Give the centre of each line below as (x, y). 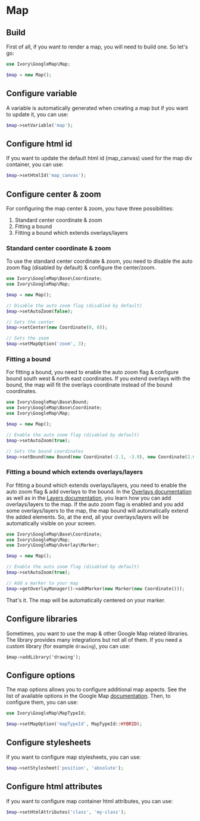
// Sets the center (30, 322)
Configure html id (39, 144)
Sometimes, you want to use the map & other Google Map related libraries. (98, 633)
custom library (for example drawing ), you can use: (68, 646)
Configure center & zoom (54, 194)
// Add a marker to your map (42, 583)
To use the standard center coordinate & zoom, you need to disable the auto (99, 261)
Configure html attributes (54, 787)
